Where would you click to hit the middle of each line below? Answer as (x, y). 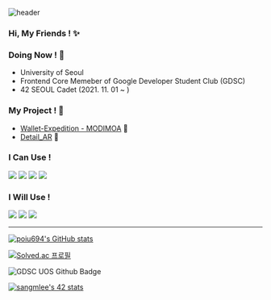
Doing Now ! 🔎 (36, 55)
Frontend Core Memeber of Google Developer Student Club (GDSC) (133, 81)
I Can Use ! (30, 157)
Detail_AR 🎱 (39, 136)
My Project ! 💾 (36, 110)
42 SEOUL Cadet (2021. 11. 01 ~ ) (75, 90)
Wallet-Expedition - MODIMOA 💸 (74, 128)
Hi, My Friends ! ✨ (44, 33)
